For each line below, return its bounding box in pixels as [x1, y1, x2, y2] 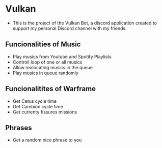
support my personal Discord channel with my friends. [12, 25, 127, 31]
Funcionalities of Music [5, 40, 81, 49]
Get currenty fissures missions [12, 109, 77, 115]
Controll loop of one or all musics [12, 59, 83, 65]
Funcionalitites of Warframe [5, 84, 96, 93]
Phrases [5, 123, 32, 132]
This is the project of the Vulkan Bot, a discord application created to [12, 20, 157, 26]
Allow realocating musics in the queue [12, 64, 93, 70]
